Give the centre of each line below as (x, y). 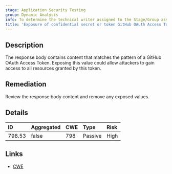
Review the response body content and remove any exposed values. (78, 96)
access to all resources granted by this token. (53, 68)
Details (17, 113)
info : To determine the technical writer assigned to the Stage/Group (82, 19)
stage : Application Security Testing (46, 10)
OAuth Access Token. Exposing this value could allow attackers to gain (80, 63)
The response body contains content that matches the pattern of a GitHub (83, 57)
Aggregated (46, 127)
